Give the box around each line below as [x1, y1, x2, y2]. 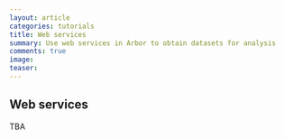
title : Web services [9, 30, 87, 39]
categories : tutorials [9, 22, 95, 31]
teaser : [9, 64, 39, 73]
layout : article [9, 13, 70, 23]
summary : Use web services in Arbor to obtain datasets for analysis [9, 38, 277, 48]
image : [9, 55, 34, 64]
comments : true [9, 47, 67, 56]
